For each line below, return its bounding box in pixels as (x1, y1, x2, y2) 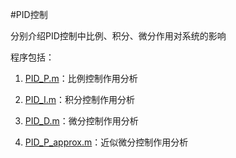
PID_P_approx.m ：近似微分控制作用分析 (24, 136, 189, 148)
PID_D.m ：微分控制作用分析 (24, 115, 139, 127)
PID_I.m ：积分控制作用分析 (24, 94, 135, 105)
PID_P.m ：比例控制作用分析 (24, 73, 138, 84)
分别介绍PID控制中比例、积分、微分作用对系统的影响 (10, 30, 227, 42)
